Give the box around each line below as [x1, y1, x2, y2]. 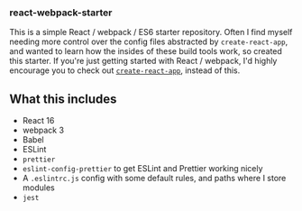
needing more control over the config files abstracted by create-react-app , [9, 36, 288, 47]
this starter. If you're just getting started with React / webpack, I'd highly [9, 56, 278, 67]
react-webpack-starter [9, 6, 113, 19]
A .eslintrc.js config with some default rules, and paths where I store [22, 173, 287, 184]
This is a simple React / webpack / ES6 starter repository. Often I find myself [9, 27, 293, 38]
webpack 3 [22, 124, 65, 136]
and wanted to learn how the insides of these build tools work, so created [9, 46, 282, 57]
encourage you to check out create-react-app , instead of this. [9, 65, 241, 76]
